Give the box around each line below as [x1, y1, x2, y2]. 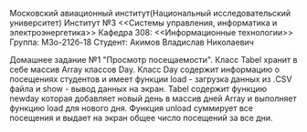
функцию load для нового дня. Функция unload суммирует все [9, 103, 254, 113]
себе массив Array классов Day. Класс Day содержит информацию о [9, 64, 281, 75]
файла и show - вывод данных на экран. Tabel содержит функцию [9, 84, 268, 94]
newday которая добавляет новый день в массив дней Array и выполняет [9, 93, 297, 104]
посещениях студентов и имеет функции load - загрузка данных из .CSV [9, 74, 292, 85]
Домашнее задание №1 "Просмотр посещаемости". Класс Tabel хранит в [9, 55, 298, 65]
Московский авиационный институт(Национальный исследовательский [9, 8, 291, 18]
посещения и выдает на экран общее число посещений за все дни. [9, 113, 273, 123]
